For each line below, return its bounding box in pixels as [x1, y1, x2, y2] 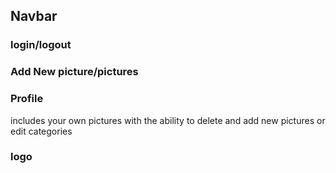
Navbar [10, 8, 58, 25]
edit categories [10, 125, 73, 137]
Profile [10, 92, 44, 106]
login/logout [10, 38, 72, 52]
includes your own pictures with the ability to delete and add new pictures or [10, 114, 326, 126]
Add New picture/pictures [10, 65, 139, 79]
